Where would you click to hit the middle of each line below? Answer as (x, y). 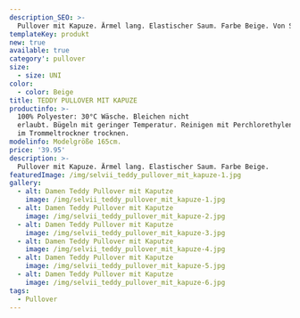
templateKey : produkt (50, 34)
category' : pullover (48, 59)
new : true (28, 42)
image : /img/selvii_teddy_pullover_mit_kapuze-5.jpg (125, 266)
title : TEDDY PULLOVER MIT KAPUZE (74, 100)
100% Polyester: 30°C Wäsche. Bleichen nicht (104, 117)
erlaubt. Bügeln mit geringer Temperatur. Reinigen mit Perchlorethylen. (157, 126)
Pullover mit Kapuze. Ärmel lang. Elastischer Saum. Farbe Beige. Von (151, 26)
